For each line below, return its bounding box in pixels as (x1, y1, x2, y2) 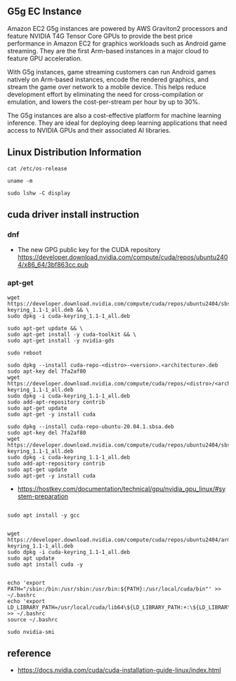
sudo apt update (7, 555, 55, 562)
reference (7, 647, 51, 659)
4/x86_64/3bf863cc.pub (17, 260, 89, 269)
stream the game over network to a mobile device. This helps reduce (7, 82, 206, 91)
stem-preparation (17, 491, 69, 501)
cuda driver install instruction (7, 209, 140, 220)
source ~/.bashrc (7, 616, 58, 623)
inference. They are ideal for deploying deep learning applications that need (7, 119, 227, 127)
